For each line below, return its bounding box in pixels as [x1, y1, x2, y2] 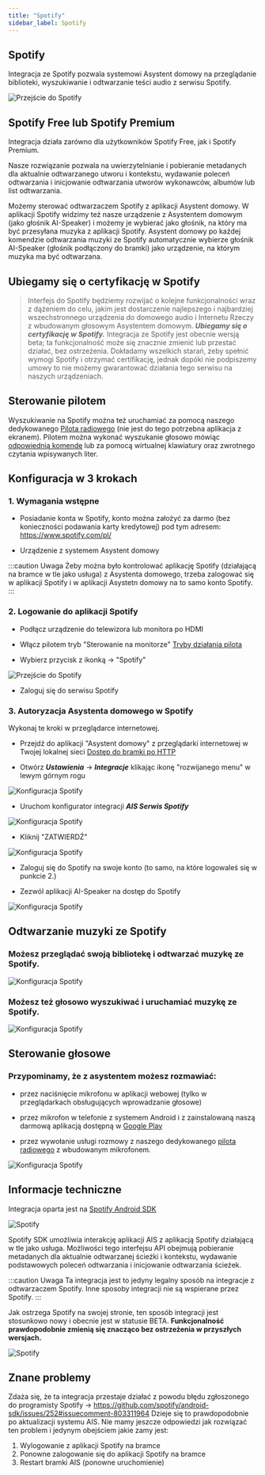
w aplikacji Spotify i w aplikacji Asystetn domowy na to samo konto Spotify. [8, 578, 253, 587]
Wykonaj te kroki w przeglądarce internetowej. [8, 724, 160, 733]
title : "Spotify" [8, 11, 66, 20]
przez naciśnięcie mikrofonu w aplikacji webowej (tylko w [19, 1089, 207, 1098]
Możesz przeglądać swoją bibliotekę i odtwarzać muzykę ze [8, 948, 244, 960]
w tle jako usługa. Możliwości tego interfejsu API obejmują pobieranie [8, 1243, 234, 1253]
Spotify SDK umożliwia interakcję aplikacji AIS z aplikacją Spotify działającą [8, 1234, 254, 1244]
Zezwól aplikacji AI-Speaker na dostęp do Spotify [19, 887, 181, 896]
